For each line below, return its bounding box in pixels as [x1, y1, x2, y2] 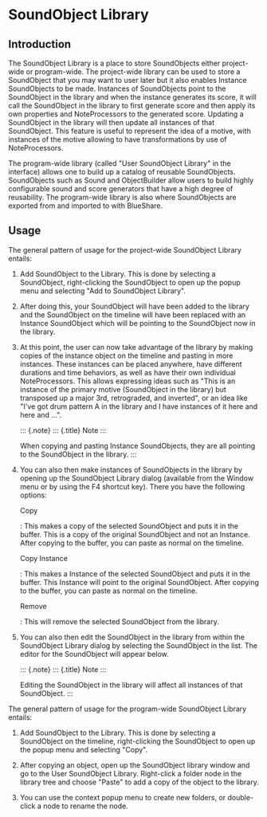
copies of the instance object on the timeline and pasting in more [19, 351, 234, 360]
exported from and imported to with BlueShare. [8, 201, 163, 210]
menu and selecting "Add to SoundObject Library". [19, 285, 186, 296]
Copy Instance [19, 553, 68, 563]
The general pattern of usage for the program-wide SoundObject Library [8, 704, 247, 713]
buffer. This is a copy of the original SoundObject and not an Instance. [19, 529, 250, 539]
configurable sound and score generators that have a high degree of [8, 184, 234, 193]
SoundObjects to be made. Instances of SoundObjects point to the [8, 84, 226, 93]
